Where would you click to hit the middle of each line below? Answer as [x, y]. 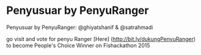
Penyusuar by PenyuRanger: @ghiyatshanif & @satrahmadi [80, 27]
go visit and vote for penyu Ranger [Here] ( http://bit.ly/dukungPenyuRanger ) [101, 39]
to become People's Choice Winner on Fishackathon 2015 [78, 45]
